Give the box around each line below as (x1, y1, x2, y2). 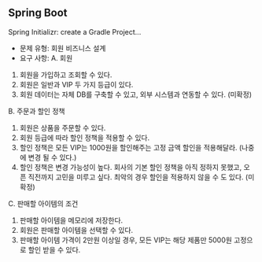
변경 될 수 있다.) (28, 153, 77, 162)
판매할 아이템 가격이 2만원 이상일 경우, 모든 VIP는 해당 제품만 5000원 (19, 235, 232, 245)
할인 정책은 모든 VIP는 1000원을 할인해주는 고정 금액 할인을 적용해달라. (19, 142, 238, 152)
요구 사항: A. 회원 (19, 53, 73, 62)
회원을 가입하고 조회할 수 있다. (19, 70, 113, 79)
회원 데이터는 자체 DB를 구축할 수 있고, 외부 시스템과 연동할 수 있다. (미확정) (19, 90, 252, 99)
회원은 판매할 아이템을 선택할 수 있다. (19, 225, 134, 234)
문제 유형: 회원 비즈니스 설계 (19, 43, 106, 53)
